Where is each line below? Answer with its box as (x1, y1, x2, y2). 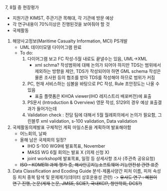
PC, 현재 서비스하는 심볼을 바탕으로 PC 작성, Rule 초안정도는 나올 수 (27, 81, 160, 86)
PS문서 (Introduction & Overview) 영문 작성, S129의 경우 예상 (27, 99, 149, 105)
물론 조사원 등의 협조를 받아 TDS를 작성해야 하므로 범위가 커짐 (34, 74, 156, 80)
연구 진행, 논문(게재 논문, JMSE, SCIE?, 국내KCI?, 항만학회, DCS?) (12, 181, 142, 186)
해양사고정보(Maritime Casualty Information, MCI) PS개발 (12, 38, 128, 44)
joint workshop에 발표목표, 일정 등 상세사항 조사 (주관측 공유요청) (27, 156, 156, 161)
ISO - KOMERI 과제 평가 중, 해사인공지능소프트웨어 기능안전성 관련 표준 (19, 162, 159, 168)
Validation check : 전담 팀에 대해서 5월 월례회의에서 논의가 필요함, (27, 112, 157, 118)
